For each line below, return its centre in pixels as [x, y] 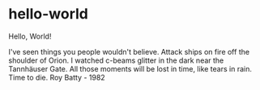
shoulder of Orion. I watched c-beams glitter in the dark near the [116, 60]
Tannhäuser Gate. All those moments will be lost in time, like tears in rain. [130, 68]
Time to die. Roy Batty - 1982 [57, 77]
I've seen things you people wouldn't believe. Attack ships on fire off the [129, 51]
